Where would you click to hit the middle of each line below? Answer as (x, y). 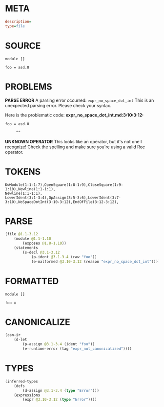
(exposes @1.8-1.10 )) (45, 243)
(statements (26, 248)
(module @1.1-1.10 (32, 239)
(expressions (27, 395)
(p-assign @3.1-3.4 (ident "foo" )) (59, 344)
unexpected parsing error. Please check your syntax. (58, 105)
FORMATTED (32, 281)
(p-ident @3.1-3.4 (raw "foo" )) (64, 257)
